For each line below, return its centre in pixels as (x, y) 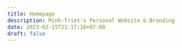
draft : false (26, 34)
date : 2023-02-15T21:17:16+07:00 (56, 27)
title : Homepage (31, 14)
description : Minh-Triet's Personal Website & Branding (91, 20)
